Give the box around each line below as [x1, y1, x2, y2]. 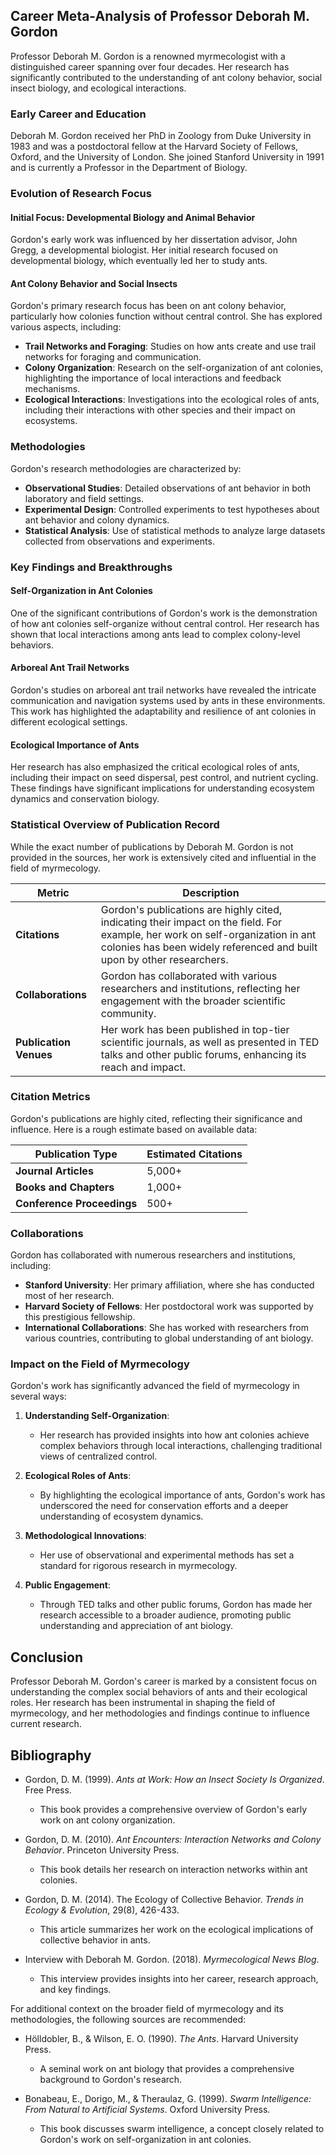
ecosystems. [24, 415, 78, 427]
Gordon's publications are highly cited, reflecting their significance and [10, 1112, 303, 1124]
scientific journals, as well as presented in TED [100, 1035, 320, 1049]
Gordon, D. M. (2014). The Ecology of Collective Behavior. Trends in [24, 1894, 304, 1906]
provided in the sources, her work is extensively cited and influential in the [10, 851, 317, 863]
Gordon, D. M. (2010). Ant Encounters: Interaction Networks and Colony [24, 1834, 322, 1846]
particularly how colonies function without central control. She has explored [10, 310, 323, 323]
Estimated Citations [146, 1147, 243, 1161]
